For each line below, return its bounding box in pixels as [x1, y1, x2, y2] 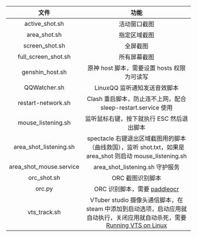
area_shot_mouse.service [9, 162, 80, 171]
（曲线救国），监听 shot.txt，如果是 [89, 143, 185, 151]
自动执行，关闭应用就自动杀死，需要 [86, 214, 186, 222]
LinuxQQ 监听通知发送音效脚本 [94, 84, 179, 92]
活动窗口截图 [118, 20, 154, 28]
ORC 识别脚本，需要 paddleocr [94, 185, 179, 193]
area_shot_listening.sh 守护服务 [93, 163, 180, 171]
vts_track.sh [27, 208, 62, 216]
